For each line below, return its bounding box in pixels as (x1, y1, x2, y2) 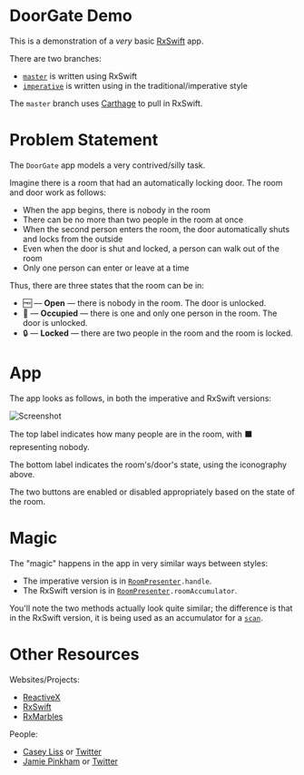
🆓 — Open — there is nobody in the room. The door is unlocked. (22, 297, 267, 309)
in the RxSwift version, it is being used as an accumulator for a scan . (9, 612, 263, 623)
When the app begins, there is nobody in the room (22, 204, 211, 215)
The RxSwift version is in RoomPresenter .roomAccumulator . (22, 584, 238, 595)
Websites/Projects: (9, 673, 80, 685)
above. (9, 468, 35, 479)
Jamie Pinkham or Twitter (22, 755, 119, 767)
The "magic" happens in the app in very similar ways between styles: (9, 557, 269, 568)
